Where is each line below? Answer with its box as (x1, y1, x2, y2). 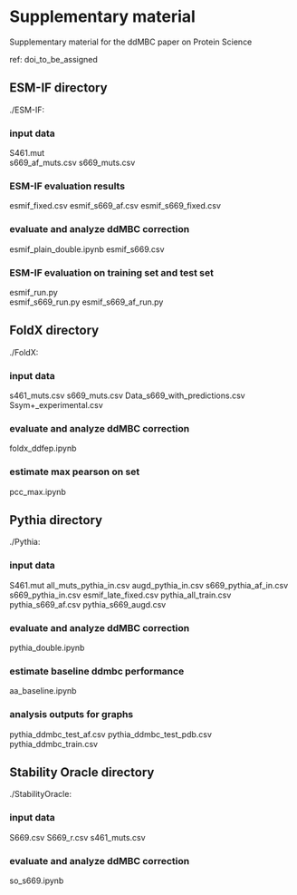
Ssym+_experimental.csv (9, 400, 104, 411)
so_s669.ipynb (9, 875, 64, 886)
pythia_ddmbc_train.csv (9, 738, 98, 749)
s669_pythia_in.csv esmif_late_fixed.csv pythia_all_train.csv (9, 589, 232, 600)
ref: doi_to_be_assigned (9, 54, 98, 64)
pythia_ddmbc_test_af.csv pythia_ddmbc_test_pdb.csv (9, 728, 213, 740)
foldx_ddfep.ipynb (9, 443, 77, 454)
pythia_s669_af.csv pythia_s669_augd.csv (9, 598, 167, 609)
